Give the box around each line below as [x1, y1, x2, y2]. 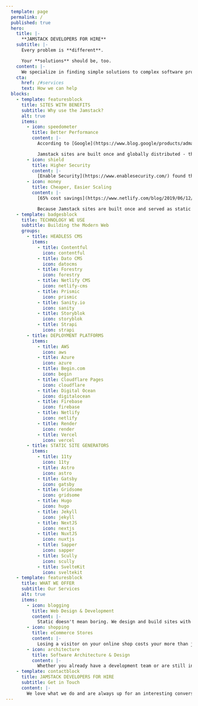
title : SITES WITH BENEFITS [21, 102, 91, 108]
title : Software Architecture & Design [31, 652, 131, 658]
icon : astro [43, 470, 72, 476]
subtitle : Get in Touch [21, 679, 80, 685]
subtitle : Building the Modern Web [21, 223, 109, 229]
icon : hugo [43, 503, 69, 509]
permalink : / [11, 14, 43, 20]
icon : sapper [43, 547, 75, 553]
